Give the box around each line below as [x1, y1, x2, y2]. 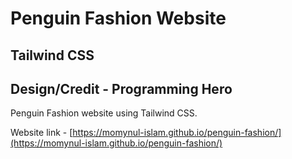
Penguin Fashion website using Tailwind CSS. [10, 107, 198, 119]
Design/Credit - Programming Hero [10, 80, 233, 97]
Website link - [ [10, 127, 73, 139]
